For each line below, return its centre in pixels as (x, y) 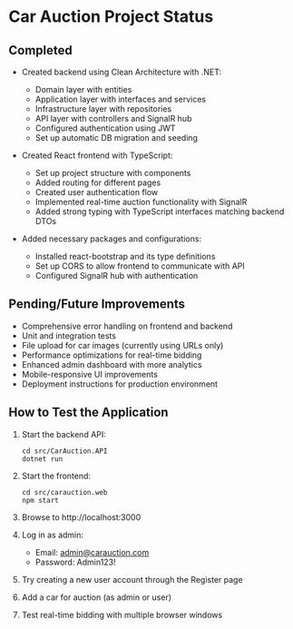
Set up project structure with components (113, 173)
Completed (41, 50)
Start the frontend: (56, 476)
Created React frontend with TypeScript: (97, 155)
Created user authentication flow (97, 192)
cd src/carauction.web (64, 492)
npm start (40, 500)
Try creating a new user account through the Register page (132, 579)
